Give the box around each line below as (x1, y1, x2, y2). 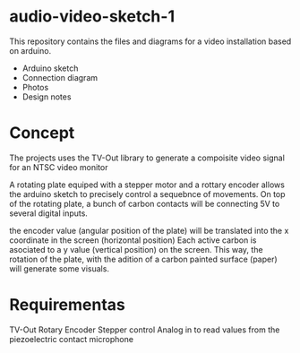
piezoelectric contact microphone (9, 333, 134, 344)
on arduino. (9, 45, 52, 56)
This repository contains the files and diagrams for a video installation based (9, 36, 292, 47)
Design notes (21, 91, 72, 102)
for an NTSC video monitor (9, 161, 108, 172)
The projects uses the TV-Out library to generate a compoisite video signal (9, 152, 285, 163)
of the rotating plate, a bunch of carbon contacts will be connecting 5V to (9, 198, 280, 209)
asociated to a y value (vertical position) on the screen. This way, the (9, 244, 263, 254)
